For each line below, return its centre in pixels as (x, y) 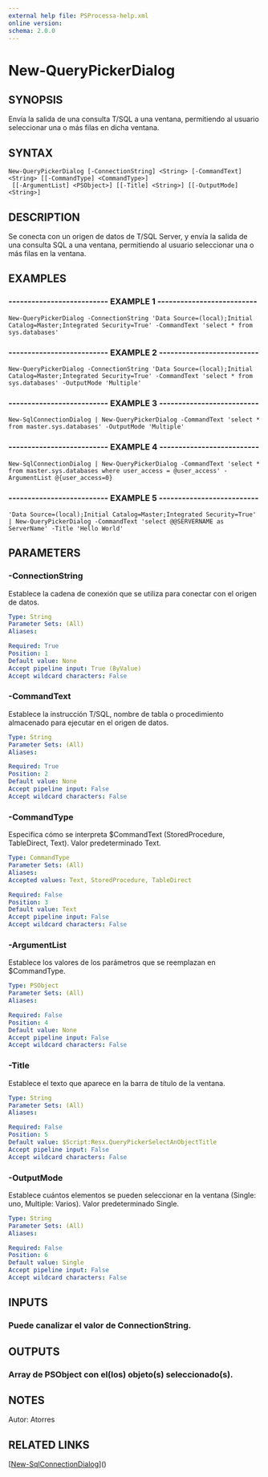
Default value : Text (43, 909)
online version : (35, 23)
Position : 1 (28, 654)
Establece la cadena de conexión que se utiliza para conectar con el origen (132, 593)
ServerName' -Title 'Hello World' (66, 528)
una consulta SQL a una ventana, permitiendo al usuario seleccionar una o (131, 245)
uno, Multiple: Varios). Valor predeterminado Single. (93, 1203)
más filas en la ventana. (47, 253)
